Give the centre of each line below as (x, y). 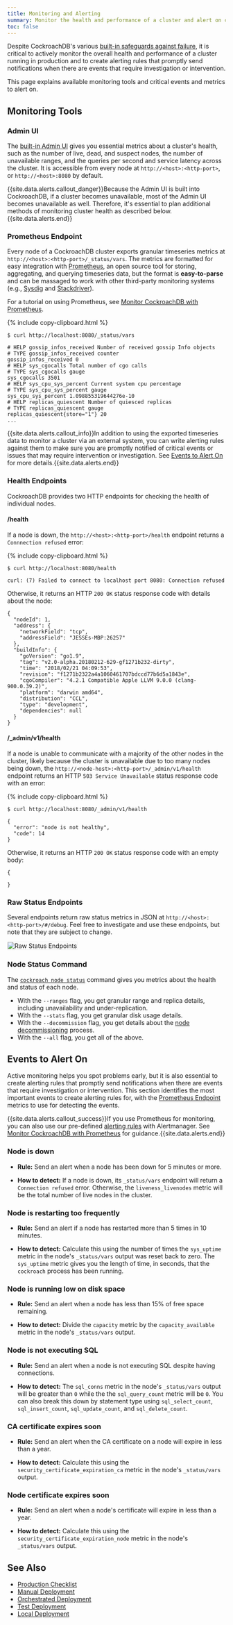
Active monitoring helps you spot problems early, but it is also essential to (113, 1076)
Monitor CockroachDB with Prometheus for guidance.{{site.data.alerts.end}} (116, 1133)
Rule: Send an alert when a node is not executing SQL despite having (116, 1365)
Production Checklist (47, 1585)
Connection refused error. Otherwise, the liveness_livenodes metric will (120, 1187)
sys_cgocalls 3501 (34, 378)
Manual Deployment (46, 1592)
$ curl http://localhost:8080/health (62, 568)
